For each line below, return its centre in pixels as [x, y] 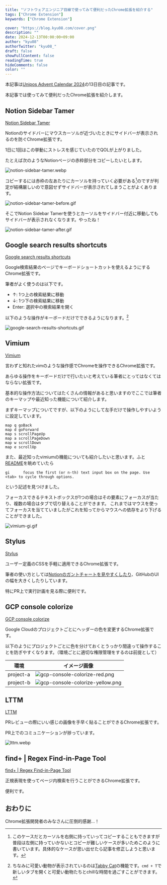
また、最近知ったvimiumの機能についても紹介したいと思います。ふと [75, 457]
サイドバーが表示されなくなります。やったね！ [53, 220]
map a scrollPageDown [28, 438]
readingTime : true [24, 60]
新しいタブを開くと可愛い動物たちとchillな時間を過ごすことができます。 [86, 872]
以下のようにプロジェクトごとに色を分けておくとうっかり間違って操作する [81, 646]
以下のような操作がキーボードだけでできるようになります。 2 [67, 318]
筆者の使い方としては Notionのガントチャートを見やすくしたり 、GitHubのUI [82, 574]
